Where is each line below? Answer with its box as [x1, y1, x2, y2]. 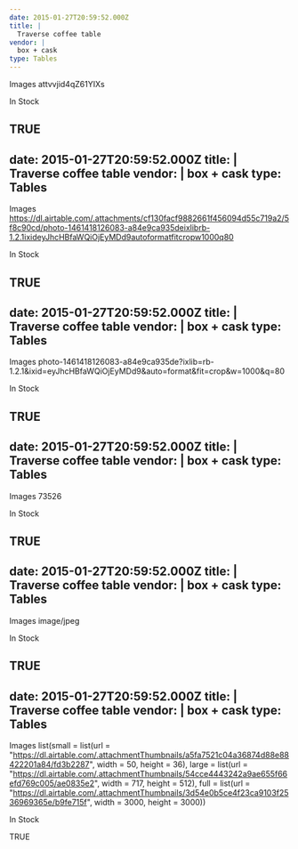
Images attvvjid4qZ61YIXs [9, 79, 105, 89]
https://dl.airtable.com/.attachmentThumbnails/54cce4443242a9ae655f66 [12, 769, 288, 780]
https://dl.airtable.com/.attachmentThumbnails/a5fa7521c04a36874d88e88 [12, 749, 290, 761]
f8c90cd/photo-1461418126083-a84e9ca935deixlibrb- [9, 222, 211, 233]
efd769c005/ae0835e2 [9, 778, 95, 788]
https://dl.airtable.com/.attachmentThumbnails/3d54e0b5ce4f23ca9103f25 [12, 788, 289, 798]
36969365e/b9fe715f [9, 797, 87, 808]
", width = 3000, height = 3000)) [86, 797, 206, 808]
